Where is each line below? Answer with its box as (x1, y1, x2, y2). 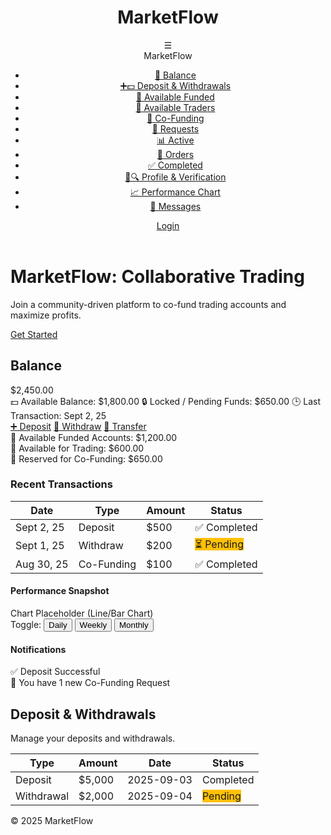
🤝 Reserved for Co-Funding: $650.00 (10, 452, 163, 465)
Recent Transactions (10, 477, 113, 491)
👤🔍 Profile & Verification (124, 171, 227, 183)
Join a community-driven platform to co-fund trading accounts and (10, 298, 287, 310)
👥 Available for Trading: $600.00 (10, 442, 145, 454)
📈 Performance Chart (129, 186, 221, 198)
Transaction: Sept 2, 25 (10, 409, 107, 421)
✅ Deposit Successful (10, 666, 101, 678)
